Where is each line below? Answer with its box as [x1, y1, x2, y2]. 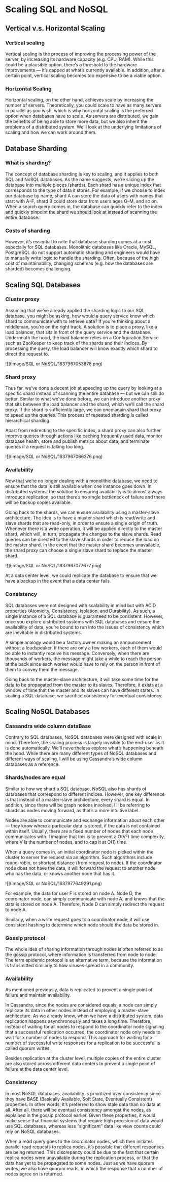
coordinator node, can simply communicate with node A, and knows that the [5, 895, 165, 901]
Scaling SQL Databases [5, 281, 81, 289]
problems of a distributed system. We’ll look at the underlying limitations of [5, 124, 162, 130]
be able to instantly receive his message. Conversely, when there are [5, 650, 150, 656]
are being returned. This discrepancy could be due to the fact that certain [5, 1149, 159, 1155]
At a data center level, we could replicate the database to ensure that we [5, 572, 157, 579]
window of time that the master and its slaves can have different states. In [5, 687, 160, 693]
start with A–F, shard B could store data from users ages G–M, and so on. [5, 198, 158, 204]
